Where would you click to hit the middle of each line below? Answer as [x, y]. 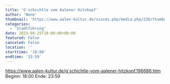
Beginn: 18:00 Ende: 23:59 [33, 76]
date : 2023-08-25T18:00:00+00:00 [40, 33]
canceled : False [22, 43]
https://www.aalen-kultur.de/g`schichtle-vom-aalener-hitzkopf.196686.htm [83, 71]
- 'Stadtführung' [28, 29]
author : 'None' [21, 15]
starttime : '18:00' [26, 52]
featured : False [22, 38]
